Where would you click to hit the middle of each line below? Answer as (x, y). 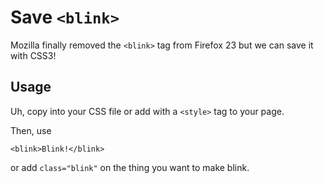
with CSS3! (33, 55)
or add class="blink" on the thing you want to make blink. (130, 167)
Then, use (31, 130)
